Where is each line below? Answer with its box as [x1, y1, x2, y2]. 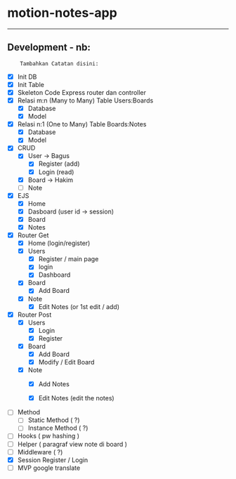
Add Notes [38, 380, 70, 388]
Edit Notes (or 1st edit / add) [38, 302, 120, 310]
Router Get [17, 231, 49, 240]
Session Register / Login [17, 455, 88, 464]
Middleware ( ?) [17, 447, 63, 456]
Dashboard [38, 270, 71, 279]
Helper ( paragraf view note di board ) [17, 440, 128, 448]
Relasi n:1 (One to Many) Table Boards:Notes [17, 120, 147, 129]
